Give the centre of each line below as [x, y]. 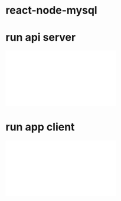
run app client [40, 127]
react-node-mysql [52, 10]
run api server [41, 38]
